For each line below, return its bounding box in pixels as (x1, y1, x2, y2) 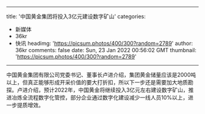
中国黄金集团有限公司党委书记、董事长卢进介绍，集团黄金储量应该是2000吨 (6, 71, 196, 78)
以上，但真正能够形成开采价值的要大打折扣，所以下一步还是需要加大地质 (6, 79, 188, 85)
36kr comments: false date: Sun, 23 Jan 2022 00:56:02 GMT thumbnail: (15, 47, 196, 53)
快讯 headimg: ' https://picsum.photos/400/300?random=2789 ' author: (15, 40, 193, 47)
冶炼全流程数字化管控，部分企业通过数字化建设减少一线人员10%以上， (11, 94, 189, 101)
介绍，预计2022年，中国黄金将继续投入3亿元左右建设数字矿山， (27, 86, 189, 93)
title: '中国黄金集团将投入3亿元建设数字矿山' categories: (6, 13, 146, 20)
